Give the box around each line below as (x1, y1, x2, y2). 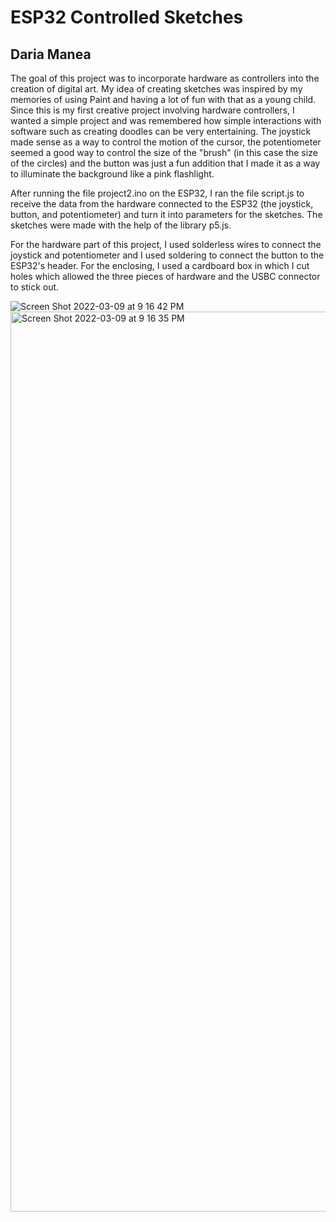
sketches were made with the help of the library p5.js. (10, 219, 232, 231)
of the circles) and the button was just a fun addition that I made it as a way (10, 157, 321, 169)
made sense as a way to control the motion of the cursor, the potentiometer (10, 136, 322, 148)
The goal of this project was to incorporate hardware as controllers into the (10, 72, 320, 84)
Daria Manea (10, 46, 92, 63)
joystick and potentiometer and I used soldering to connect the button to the (10, 249, 325, 261)
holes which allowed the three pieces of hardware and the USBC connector (10, 271, 321, 282)
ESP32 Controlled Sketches (10, 6, 244, 29)
